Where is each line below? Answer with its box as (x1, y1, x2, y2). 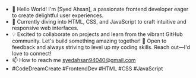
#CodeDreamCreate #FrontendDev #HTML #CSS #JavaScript (11, 65, 163, 72)
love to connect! (11, 50, 52, 57)
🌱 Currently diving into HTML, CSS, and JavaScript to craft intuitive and (11, 18, 187, 25)
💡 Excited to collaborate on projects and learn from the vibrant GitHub (11, 31, 183, 38)
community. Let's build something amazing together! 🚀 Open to (11, 37, 167, 44)
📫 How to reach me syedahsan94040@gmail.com (11, 57, 136, 63)
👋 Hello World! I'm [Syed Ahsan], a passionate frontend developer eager (11, 6, 189, 12)
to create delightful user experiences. (11, 12, 104, 19)
